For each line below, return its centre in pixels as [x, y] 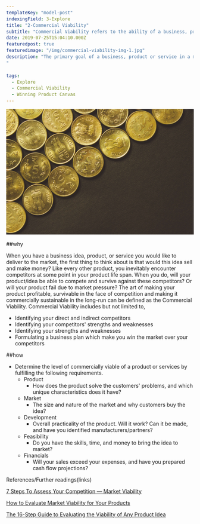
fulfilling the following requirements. [59, 373]
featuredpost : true [30, 44]
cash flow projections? [60, 468]
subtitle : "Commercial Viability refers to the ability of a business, [97, 32]
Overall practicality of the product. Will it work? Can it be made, [110, 424]
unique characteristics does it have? [77, 392]
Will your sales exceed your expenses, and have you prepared [109, 462]
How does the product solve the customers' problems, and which [113, 385]
